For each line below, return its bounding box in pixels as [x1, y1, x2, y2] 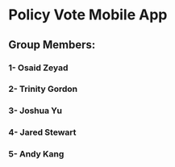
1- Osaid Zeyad [8, 62, 69, 73]
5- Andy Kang [8, 148, 65, 160]
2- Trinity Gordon [8, 83, 78, 94]
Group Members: [8, 38, 96, 52]
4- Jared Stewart [8, 127, 77, 138]
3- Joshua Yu [8, 105, 63, 116]
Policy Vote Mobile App [8, 6, 168, 24]
